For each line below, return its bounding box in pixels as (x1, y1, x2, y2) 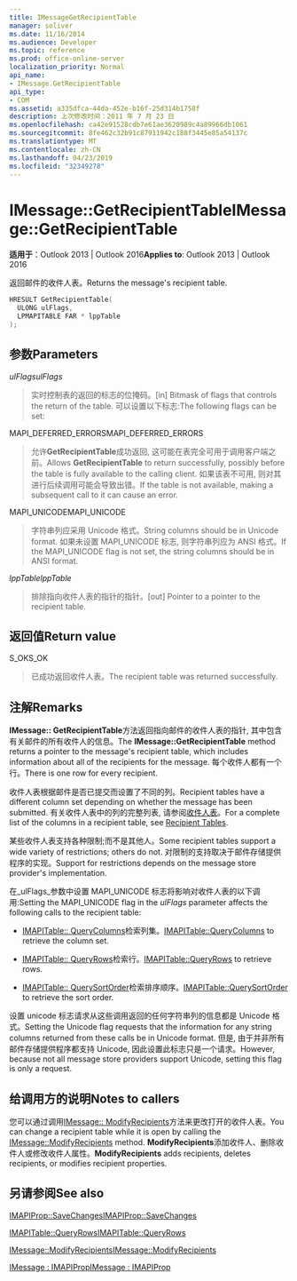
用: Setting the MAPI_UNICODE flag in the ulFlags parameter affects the (9, 897, 268, 908)
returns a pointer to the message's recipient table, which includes (9, 746, 249, 757)
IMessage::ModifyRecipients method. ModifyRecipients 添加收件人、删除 (9, 1137, 277, 1148)
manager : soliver (9, 21, 74, 30)
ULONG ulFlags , (17, 304, 74, 313)
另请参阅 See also (9, 1186, 105, 1201)
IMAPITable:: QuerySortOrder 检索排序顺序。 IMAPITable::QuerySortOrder (21, 983, 288, 993)
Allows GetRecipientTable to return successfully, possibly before (46, 457, 285, 467)
